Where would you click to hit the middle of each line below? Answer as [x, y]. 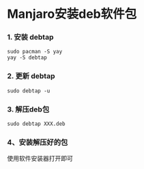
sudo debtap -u [29, 91]
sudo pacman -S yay [35, 52]
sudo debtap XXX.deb [37, 124]
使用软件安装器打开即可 [40, 159]
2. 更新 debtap [31, 76]
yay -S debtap [27, 58]
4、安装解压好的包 [38, 142]
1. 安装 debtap [30, 37]
